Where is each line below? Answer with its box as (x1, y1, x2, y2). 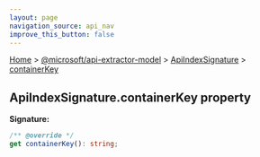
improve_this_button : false (9, 30, 115, 39)
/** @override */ (9, 131, 75, 140)
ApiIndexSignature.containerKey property (9, 90, 252, 105)
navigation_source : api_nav (9, 22, 115, 31)
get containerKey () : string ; (9, 140, 119, 149)
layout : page (9, 13, 58, 22)
